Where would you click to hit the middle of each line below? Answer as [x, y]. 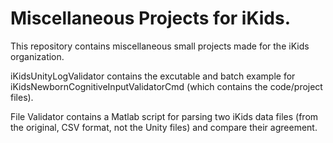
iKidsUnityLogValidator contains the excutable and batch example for [153, 76]
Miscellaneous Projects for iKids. [151, 18]
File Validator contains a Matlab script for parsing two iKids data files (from [164, 116]
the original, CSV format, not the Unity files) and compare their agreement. [164, 127]
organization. [37, 56]
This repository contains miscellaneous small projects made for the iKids [160, 46]
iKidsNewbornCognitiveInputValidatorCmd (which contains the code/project [166, 86]
